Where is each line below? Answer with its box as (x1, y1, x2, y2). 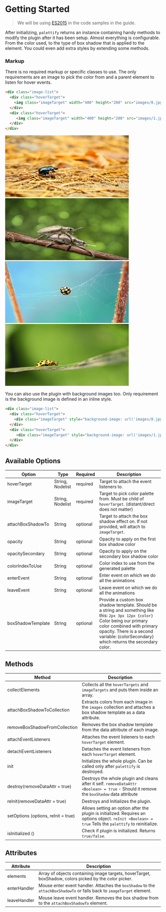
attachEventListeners (7, 737, 50, 743)
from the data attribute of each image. (82, 727, 159, 733)
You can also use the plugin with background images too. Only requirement (5, 391, 158, 397)
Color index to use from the (99, 560, 155, 566)
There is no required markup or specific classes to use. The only (5, 69, 137, 75)
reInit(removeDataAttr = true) (7, 798, 67, 804)
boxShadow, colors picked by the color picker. (39, 876, 133, 882)
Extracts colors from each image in (82, 699, 153, 705)
